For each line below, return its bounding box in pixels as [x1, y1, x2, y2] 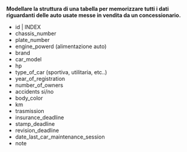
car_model [15, 56, 42, 63]
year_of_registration [15, 75, 66, 82]
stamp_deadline [15, 120, 55, 127]
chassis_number [15, 30, 56, 37]
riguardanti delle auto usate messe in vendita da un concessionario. [6, 12, 181, 19]
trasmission [15, 108, 44, 114]
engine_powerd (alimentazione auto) [15, 43, 107, 50]
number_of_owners [15, 81, 64, 89]
